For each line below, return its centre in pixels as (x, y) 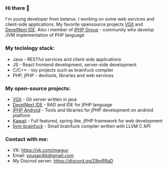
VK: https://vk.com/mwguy (40, 150)
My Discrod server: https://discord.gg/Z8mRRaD (63, 161)
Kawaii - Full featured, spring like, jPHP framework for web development (88, 121)
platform (21, 115)
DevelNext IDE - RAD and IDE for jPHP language (62, 104)
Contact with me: (27, 139)
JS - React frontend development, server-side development (74, 65)
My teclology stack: (30, 48)
